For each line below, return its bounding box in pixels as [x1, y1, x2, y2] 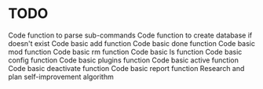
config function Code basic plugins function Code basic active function [8, 55, 239, 65]
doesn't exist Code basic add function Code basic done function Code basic [8, 38, 255, 48]
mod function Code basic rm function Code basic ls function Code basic [8, 47, 243, 56]
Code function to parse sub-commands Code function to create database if [8, 30, 253, 40]
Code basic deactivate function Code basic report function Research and [8, 63, 245, 73]
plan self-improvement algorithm [8, 72, 114, 81]
